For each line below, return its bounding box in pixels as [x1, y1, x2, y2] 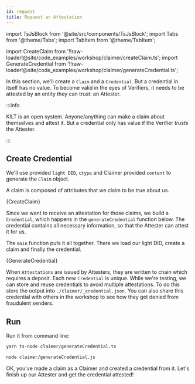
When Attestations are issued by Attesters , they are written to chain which [6, 269, 187, 276]
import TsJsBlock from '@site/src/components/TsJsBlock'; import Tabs [6, 30, 179, 37]
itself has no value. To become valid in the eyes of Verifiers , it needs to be [6, 84, 184, 91]
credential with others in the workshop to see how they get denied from [6, 294, 179, 301]
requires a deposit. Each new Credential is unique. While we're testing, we [6, 275, 186, 282]
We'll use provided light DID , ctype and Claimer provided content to [6, 169, 172, 176]
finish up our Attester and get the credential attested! [6, 371, 134, 378]
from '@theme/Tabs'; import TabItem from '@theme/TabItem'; [6, 36, 156, 43]
